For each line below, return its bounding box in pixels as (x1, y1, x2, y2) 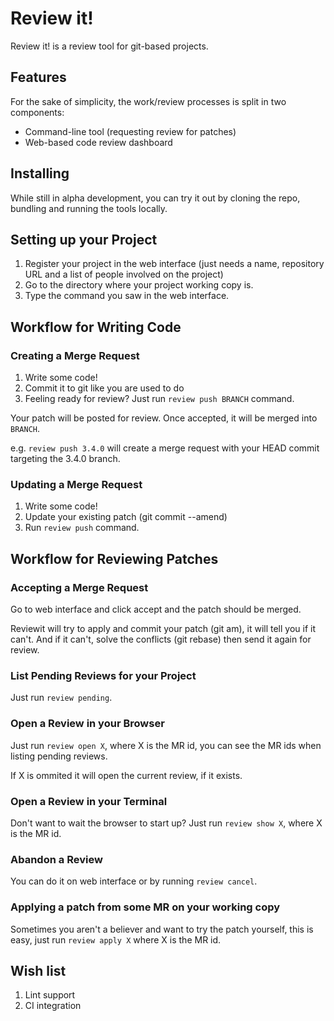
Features (10, 69, 67, 86)
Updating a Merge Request (10, 477, 143, 491)
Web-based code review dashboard (24, 136, 173, 148)
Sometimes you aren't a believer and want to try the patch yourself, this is (10, 923, 314, 935)
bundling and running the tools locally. (10, 202, 168, 214)
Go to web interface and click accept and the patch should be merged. (10, 603, 302, 616)
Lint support (24, 989, 76, 1001)
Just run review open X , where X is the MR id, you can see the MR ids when (10, 739, 322, 751)
